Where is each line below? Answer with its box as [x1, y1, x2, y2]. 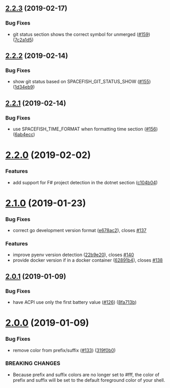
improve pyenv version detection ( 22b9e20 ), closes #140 [12, 251, 135, 258]
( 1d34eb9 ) [12, 84, 35, 90]
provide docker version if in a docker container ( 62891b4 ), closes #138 [12, 257, 163, 263]
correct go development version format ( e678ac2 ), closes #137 [12, 227, 147, 234]
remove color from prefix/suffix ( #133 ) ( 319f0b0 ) [12, 347, 116, 353]
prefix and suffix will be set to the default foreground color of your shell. [12, 377, 165, 383]
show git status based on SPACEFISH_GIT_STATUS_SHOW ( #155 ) [12, 79, 151, 85]
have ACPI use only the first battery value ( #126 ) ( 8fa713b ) [12, 299, 137, 305]
